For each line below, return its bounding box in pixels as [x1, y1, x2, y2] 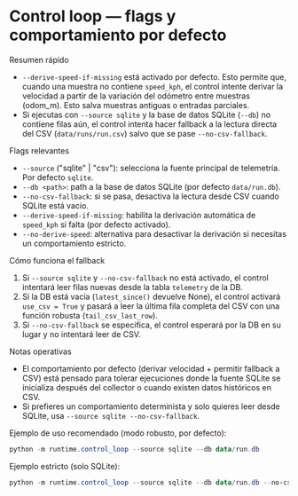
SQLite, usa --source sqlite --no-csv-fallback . [21, 410, 200, 421]
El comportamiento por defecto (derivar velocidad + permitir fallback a [21, 363, 280, 374]
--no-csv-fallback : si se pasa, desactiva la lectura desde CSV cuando [21, 191, 279, 201]
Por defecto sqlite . [21, 171, 94, 183]
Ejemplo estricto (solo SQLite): [9, 461, 121, 471]
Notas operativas [9, 346, 73, 357]
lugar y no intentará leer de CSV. [21, 328, 141, 339]
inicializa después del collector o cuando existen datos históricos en [21, 382, 272, 392]
